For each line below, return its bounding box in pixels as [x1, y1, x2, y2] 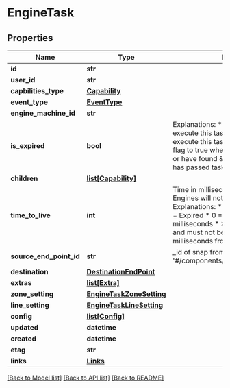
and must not [172, 228, 216, 237]
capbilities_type [10, 86, 64, 95]
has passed [172, 162, 210, 172]
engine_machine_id [10, 108, 75, 118]
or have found [172, 154, 218, 163]
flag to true [172, 145, 208, 155]
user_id [10, 75, 36, 84]
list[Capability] [86, 173, 137, 183]
